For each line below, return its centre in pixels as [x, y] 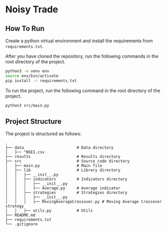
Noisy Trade [32, 10]
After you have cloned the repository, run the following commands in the [82, 56]
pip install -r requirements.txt [41, 81]
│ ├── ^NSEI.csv [25, 152]
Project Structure [33, 121]
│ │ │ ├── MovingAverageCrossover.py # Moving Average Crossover [83, 202]
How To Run [25, 29]
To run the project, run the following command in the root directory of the [83, 91]
